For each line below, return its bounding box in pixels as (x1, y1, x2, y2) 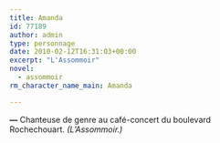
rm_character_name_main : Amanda (9, 81, 132, 90)
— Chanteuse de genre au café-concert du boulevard (9, 114, 212, 125)
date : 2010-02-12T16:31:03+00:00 (9, 47, 137, 56)
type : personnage (9, 38, 76, 48)
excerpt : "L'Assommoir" (9, 56, 100, 65)
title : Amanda (9, 13, 64, 23)
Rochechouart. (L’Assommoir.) (9, 124, 123, 135)
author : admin (9, 30, 64, 39)
